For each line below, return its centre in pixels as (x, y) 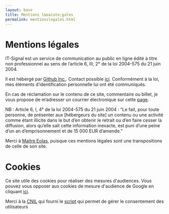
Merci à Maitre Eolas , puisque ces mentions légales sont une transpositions (84, 141)
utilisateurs (17, 207)
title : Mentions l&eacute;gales (39, 15)
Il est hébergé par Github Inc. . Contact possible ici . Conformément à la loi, (82, 79)
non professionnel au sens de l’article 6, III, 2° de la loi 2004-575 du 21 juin (83, 64)
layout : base (19, 10)
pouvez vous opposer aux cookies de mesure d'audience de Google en (80, 186)
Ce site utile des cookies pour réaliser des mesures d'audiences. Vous (78, 181)
